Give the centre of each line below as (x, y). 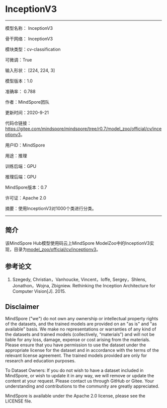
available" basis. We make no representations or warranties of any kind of (81, 329)
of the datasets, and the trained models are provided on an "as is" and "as (81, 324)
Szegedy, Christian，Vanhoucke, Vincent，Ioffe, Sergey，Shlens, (79, 279)
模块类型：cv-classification (33, 49)
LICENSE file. (19, 401)
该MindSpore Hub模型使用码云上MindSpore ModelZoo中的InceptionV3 (78, 243)
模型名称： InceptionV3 (29, 28)
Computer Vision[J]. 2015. (39, 291)
